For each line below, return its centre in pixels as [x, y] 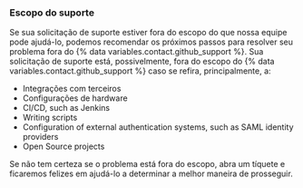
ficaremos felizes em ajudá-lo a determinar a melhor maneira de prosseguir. [151, 173]
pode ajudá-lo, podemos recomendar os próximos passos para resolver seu [151, 42]
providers [40, 137]
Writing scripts [50, 118]
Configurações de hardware [75, 98]
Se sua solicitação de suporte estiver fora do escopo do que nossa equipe [148, 33]
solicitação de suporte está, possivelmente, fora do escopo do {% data [142, 62]
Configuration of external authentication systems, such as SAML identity [158, 127]
